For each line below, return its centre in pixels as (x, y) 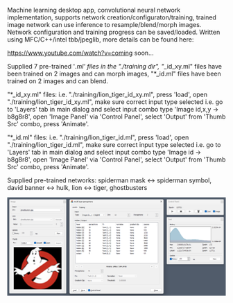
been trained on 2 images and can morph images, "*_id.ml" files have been (114, 73)
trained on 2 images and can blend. (58, 81)
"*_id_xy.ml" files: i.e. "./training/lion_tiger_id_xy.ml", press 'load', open (107, 94)
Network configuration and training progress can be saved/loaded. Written (114, 32)
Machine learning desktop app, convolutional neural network (94, 10)
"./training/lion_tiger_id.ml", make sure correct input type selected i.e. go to (114, 145)
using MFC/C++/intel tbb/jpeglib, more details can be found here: (101, 40)
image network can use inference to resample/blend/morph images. (104, 25)
